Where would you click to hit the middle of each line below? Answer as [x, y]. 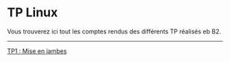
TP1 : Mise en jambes [37, 51]
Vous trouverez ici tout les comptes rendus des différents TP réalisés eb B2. [114, 31]
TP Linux [33, 13]
